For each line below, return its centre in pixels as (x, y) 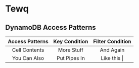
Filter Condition (112, 42)
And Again (112, 50)
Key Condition (71, 42)
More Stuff (71, 50)
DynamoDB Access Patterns (51, 27)
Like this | (112, 58)
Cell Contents (28, 50)
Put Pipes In (71, 58)
